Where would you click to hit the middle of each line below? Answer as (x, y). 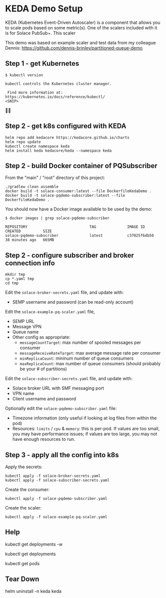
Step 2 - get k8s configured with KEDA (66, 126)
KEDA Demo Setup (44, 9)
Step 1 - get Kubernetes (42, 63)
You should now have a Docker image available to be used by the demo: (79, 209)
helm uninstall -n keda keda (33, 591)
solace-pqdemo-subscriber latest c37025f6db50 (80, 236)
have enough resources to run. (44, 439)
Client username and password (44, 399)
